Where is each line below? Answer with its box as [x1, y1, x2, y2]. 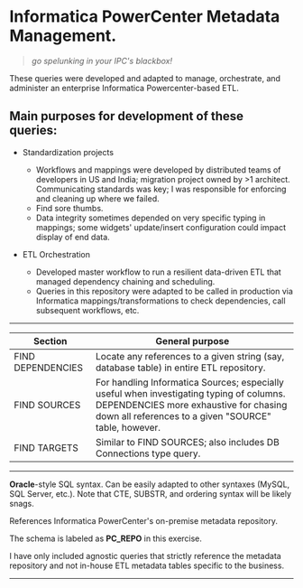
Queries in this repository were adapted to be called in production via [35, 285, 293, 296]
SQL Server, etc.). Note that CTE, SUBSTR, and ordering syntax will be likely [9, 488, 291, 499]
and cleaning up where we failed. [35, 192, 160, 204]
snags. [9, 498, 34, 509]
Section [32, 334, 68, 347]
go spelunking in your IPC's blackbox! [31, 55, 173, 66]
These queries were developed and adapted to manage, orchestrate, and [9, 72, 281, 83]
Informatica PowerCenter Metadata [9, 6, 280, 27]
